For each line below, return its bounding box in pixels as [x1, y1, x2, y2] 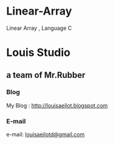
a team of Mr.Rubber [6, 70, 86, 80]
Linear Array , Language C [6, 24, 72, 32]
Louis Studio [6, 46, 71, 60]
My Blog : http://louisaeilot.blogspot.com [6, 101, 108, 109]
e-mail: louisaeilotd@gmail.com [6, 131, 85, 138]
